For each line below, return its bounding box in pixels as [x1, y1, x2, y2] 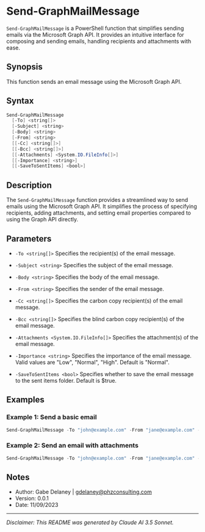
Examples [6, 394, 45, 405]
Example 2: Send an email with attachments [6, 441, 139, 450]
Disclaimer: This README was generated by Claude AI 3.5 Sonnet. [6, 519, 174, 526]
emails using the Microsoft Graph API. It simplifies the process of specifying [6, 203, 197, 210]
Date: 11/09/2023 [15, 501, 59, 509]
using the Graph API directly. [6, 216, 78, 223]
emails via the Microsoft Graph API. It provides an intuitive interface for [6, 31, 184, 38]
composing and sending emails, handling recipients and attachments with [6, 37, 192, 45]
